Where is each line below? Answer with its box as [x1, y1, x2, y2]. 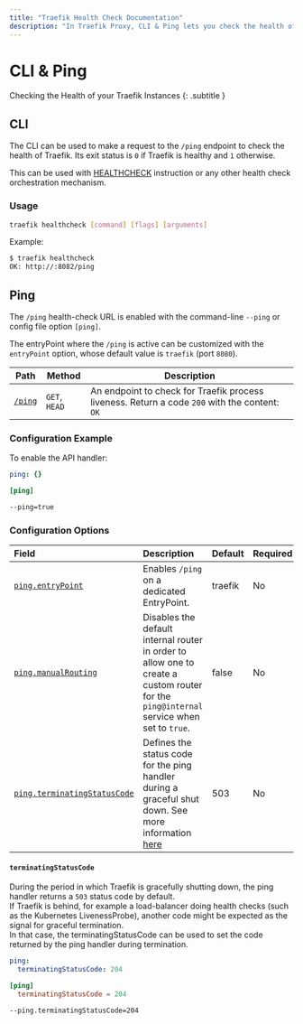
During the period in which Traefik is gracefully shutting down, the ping [9, 881, 274, 892]
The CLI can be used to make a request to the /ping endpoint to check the [9, 141, 286, 152]
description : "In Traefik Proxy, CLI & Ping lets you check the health [9, 22, 284, 31]
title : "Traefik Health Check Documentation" [9, 13, 183, 23]
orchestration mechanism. [9, 177, 106, 188]
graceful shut [142, 793, 200, 805]
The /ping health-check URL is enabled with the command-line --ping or [9, 311, 280, 321]
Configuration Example [9, 432, 113, 444]
